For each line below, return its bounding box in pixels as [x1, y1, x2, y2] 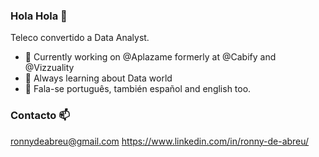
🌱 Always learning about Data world [24, 72, 173, 84]
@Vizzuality [24, 62, 75, 74]
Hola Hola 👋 [10, 9, 68, 23]
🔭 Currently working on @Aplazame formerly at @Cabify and [24, 51, 277, 63]
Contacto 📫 [10, 109, 70, 123]
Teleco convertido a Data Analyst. [10, 32, 150, 44]
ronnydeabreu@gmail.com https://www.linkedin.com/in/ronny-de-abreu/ [10, 135, 310, 147]
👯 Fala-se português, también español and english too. [24, 83, 252, 95]
